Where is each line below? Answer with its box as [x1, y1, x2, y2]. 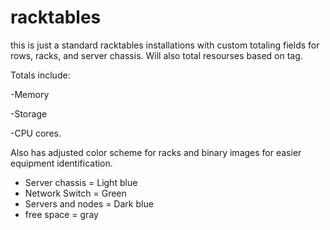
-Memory [10, 88, 50, 100]
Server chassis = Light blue [24, 176, 138, 188]
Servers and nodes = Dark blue [24, 197, 154, 210]
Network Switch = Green [24, 187, 127, 199]
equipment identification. [10, 157, 113, 169]
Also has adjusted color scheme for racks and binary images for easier [10, 146, 302, 158]
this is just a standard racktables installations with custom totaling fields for [10, 39, 320, 51]
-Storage [10, 107, 48, 120]
